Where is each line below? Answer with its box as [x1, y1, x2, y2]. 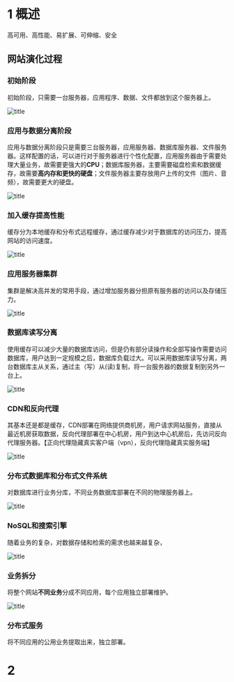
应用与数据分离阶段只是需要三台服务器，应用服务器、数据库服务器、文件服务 [7, 142, 227, 151]
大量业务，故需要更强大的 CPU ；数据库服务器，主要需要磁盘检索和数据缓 [13, 160, 221, 168]
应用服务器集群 [7, 269, 58, 279]
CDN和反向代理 [7, 403, 59, 413]
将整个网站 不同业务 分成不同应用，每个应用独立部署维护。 [7, 588, 172, 596]
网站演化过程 [7, 53, 63, 65]
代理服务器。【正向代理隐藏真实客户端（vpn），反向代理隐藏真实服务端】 [7, 438, 214, 447]
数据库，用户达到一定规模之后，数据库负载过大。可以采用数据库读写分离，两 [7, 353, 227, 362]
